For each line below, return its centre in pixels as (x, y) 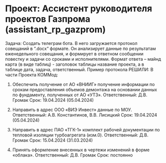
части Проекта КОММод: (32, 75)
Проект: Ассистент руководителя (79, 9)
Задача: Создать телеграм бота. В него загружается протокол (71, 43)
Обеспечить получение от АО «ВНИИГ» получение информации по (83, 84)
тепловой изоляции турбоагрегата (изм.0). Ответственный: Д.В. (80, 135)
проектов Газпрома (48, 19)
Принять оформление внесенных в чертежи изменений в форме (81, 150)
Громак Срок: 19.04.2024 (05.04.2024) (53, 100)
